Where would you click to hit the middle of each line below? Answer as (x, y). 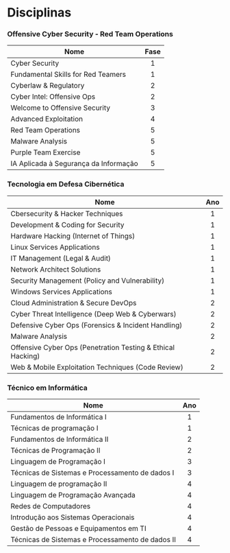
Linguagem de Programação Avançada (73, 495)
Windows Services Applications (62, 292)
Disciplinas (39, 13)
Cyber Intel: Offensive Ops (53, 97)
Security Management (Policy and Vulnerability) (88, 281)
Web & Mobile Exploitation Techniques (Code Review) (97, 367)
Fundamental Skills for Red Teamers (68, 75)
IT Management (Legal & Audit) (61, 258)
